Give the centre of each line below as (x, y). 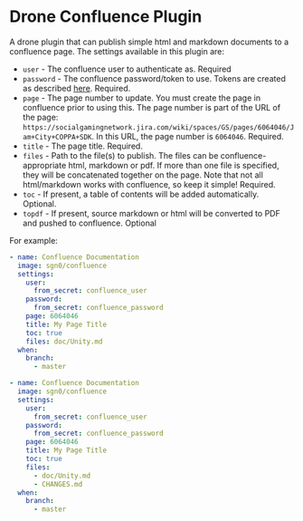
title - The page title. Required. (82, 146)
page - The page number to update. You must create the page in (141, 98)
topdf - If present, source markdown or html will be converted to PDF (151, 213)
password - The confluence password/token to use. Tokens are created (154, 78)
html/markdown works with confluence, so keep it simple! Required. (149, 184)
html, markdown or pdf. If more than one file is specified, (174, 165)
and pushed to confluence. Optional (89, 223)
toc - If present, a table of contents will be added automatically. (141, 194)
